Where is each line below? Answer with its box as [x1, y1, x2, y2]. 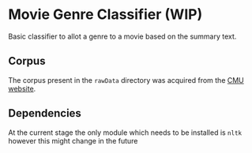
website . [8, 84, 36, 93]
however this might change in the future [8, 136, 138, 145]
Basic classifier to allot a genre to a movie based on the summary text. [8, 32, 237, 41]
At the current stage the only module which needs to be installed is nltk [8, 128, 243, 137]
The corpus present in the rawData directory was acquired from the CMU [8, 75, 245, 84]
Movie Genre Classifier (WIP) [8, 6, 203, 24]
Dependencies [8, 106, 81, 120]
